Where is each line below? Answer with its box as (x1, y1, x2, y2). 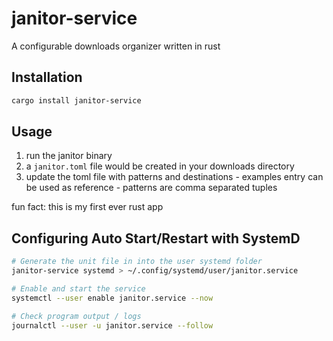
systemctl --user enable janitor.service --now (11, 293, 214, 303)
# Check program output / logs (11, 311, 142, 321)
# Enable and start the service (11, 284, 146, 294)
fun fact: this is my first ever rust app (11, 201, 164, 213)
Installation (11, 69, 83, 86)
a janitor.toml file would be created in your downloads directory (25, 160, 295, 172)
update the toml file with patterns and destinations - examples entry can (25, 171, 324, 183)
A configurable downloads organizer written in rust (11, 40, 221, 52)
